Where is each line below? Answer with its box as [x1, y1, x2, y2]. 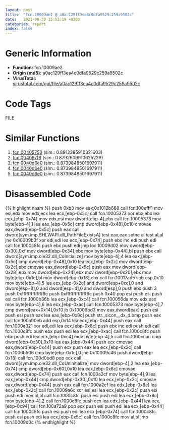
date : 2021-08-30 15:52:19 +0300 [5, 17, 80, 22]
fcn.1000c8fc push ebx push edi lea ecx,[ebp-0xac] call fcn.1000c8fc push [5, 328, 160, 334]
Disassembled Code [5, 189, 91, 200]
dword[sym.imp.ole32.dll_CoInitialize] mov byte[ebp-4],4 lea [5, 253, 131, 259]
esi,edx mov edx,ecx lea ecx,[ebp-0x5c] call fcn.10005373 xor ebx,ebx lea [5, 210, 160, 216]
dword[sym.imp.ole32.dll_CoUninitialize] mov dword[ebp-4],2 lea [5, 360, 141, 366]
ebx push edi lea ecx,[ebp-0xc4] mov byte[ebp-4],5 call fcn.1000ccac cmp [5, 333, 161, 339]
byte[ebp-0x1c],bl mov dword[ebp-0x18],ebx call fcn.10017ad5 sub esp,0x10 [5, 274, 164, 280]
